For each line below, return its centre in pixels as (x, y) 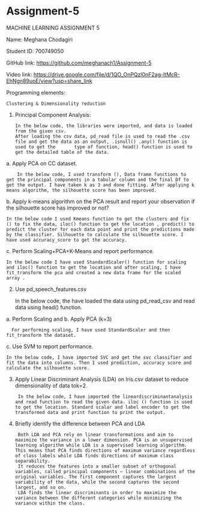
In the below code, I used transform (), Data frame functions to (102, 174)
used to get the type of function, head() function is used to (104, 147)
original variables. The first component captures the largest (96, 477)
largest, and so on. (40, 487)
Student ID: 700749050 (35, 51)
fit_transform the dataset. (41, 335)
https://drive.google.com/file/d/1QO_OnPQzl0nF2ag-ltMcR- (106, 74)
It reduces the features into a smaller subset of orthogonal (97, 466)
